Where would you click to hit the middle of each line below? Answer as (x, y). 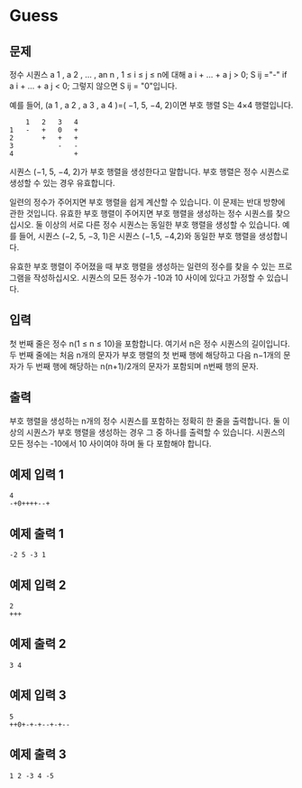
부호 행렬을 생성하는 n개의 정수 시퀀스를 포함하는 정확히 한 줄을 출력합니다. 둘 (145, 421)
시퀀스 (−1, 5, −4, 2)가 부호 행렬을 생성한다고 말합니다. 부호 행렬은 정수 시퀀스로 (150, 172)
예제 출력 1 (37, 533)
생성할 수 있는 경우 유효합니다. (62, 183)
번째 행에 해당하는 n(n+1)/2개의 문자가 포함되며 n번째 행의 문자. (147, 366)
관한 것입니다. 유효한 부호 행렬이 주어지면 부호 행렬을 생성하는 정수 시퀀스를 (142, 213)
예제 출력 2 (38, 644)
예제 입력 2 (38, 584)
